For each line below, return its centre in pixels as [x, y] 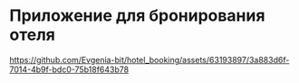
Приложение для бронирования [137, 16]
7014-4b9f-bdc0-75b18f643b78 [69, 69]
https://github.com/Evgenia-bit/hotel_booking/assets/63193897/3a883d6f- [149, 60]
